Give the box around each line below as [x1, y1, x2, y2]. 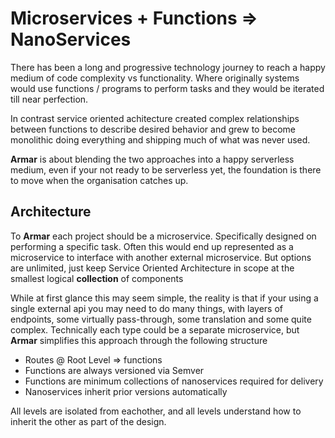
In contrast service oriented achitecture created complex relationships [10, 112, 300, 124]
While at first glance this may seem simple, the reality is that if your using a [10, 292, 319, 304]
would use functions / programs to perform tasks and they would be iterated [10, 82, 325, 94]
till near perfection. [10, 93, 89, 105]
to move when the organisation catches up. [10, 174, 189, 186]
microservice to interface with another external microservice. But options [10, 251, 312, 263]
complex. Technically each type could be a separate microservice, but [10, 323, 300, 336]
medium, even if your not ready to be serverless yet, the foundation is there [10, 163, 322, 176]
